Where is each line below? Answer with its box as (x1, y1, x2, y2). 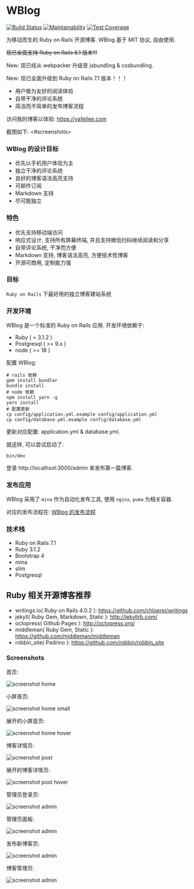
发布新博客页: (6, 840, 40, 847)
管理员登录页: (6, 791, 40, 798)
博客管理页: (6, 864, 35, 871)
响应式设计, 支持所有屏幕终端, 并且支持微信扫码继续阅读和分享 (14, 236, 169, 243)
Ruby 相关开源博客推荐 (6, 590, 92, 601)
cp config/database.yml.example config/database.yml (6, 417, 142, 423)
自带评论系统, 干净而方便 (14, 244, 77, 251)
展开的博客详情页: (6, 766, 51, 773)
